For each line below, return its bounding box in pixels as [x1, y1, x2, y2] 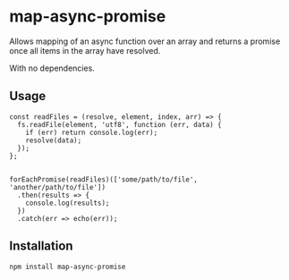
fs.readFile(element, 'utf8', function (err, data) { [17, 120, 222, 129]
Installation [9, 239, 73, 254]
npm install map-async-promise [9, 262, 126, 271]
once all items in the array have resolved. [9, 45, 161, 55]
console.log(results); [25, 199, 110, 208]
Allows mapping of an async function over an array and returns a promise [9, 36, 281, 47]
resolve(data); [25, 136, 82, 145]
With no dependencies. [9, 63, 96, 73]
